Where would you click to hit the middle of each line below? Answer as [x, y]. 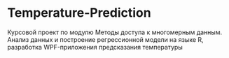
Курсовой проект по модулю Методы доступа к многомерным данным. [115, 32]
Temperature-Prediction [79, 13]
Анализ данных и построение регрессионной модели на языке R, [106, 39]
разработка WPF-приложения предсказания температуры [95, 47]
